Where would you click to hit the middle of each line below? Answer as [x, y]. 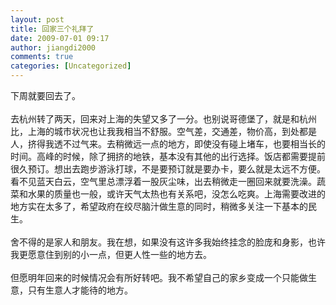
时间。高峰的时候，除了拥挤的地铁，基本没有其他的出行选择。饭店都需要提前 [168, 156]
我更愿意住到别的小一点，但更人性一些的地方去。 [111, 254]
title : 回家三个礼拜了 [52, 29]
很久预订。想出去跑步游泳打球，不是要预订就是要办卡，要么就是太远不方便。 [168, 169]
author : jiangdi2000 [53, 47]
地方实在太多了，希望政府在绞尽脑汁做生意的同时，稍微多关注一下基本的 [159, 206]
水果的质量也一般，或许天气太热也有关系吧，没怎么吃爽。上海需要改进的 [176, 194]
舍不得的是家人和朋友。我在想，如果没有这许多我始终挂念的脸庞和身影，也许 [168, 242]
